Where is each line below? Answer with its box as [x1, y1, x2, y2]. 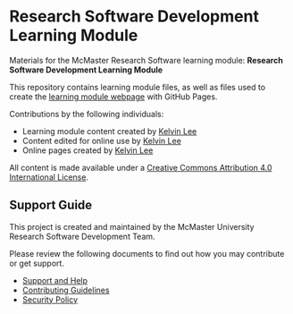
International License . [9, 172, 89, 182]
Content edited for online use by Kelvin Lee [21, 135, 181, 146]
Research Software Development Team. [9, 231, 155, 242]
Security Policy [21, 293, 79, 305]
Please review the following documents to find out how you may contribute [9, 248, 285, 259]
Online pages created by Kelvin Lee [21, 145, 154, 156]
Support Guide [9, 198, 93, 213]
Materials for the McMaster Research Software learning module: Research [9, 55, 283, 65]
